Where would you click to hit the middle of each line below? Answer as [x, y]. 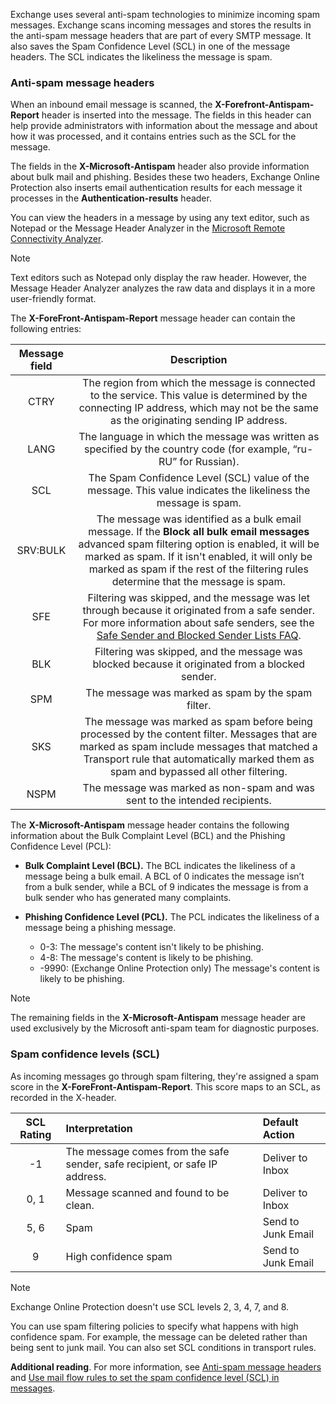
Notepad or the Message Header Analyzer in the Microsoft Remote [148, 228]
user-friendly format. [53, 299]
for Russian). [209, 462]
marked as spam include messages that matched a [198, 747]
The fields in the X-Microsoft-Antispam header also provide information [160, 166]
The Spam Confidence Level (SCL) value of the [199, 478]
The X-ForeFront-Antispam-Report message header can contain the [153, 318]
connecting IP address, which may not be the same [198, 408]
